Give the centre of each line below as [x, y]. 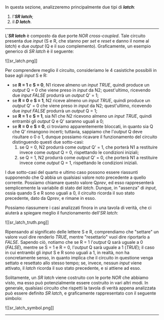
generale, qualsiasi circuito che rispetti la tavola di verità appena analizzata [81, 288]
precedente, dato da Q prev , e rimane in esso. [51, 198]
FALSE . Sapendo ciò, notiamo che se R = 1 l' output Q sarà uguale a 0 [74, 242]
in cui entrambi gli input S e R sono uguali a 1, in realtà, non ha [67, 253]
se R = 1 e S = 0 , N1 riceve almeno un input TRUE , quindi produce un [81, 85]
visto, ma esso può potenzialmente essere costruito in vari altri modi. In [77, 283]
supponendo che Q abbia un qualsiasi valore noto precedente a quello [76, 177]
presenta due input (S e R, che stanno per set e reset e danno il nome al [77, 41]
